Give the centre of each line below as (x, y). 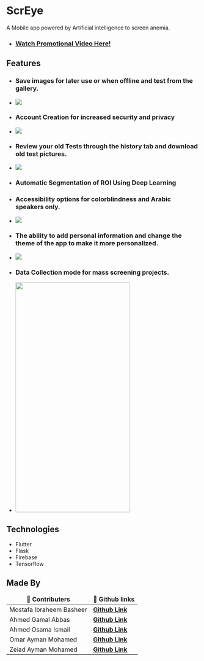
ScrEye (25, 11)
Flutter (24, 544)
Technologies (33, 529)
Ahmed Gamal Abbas (40, 619)
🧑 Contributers (48, 599)
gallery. (27, 88)
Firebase (26, 557)
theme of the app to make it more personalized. (87, 243)
